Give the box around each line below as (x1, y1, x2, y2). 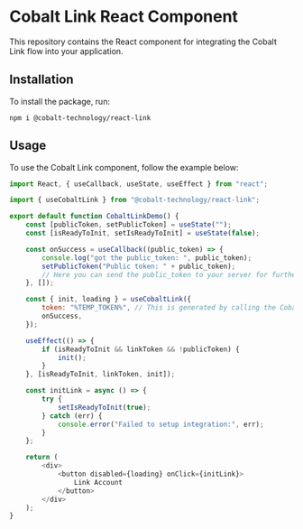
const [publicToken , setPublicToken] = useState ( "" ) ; (25, 220, 232, 229)
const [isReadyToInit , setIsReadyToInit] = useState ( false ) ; (25, 228, 260, 238)
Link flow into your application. (9, 45, 124, 56)
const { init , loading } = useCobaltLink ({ (25, 295, 192, 304)
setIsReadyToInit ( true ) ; (57, 403, 151, 412)
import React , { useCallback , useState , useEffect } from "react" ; (9, 179, 269, 189)
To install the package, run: (9, 96, 111, 107)
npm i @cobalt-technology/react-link (9, 113, 151, 123)
